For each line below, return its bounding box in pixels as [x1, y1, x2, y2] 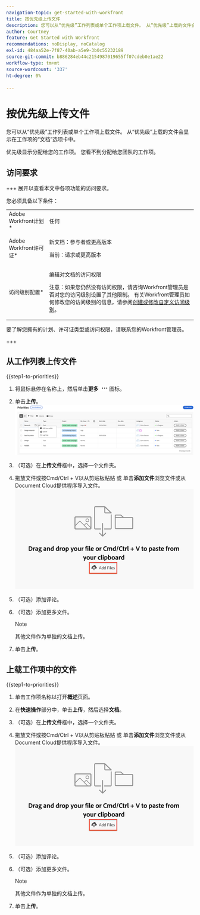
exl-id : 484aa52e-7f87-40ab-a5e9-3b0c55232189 [6, 48, 124, 54]
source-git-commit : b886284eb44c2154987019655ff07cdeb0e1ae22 [6, 54, 164, 60]
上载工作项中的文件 [6, 665, 77, 675]
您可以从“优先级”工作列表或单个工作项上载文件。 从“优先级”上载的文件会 [6, 128, 184, 136]
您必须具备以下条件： [6, 197, 58, 204]
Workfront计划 [8, 217, 45, 224]
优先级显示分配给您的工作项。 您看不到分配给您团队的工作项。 [6, 148, 159, 155]
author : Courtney [6, 29, 49, 35]
